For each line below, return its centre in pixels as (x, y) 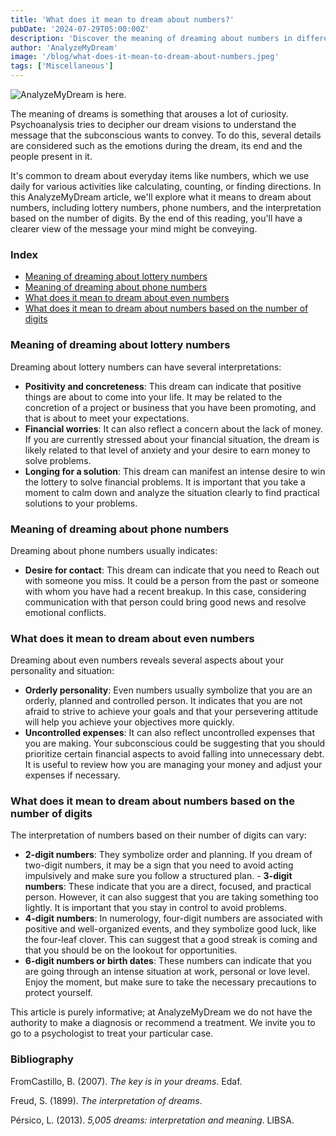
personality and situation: (62, 671)
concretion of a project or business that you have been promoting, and (170, 407)
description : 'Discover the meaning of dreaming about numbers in (151, 38)
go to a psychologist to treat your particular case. (112, 1033)
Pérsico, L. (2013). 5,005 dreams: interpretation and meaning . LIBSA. (152, 1120)
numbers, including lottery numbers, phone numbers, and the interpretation (166, 207)
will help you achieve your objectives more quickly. (129, 722)
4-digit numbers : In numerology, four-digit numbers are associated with (173, 918)
